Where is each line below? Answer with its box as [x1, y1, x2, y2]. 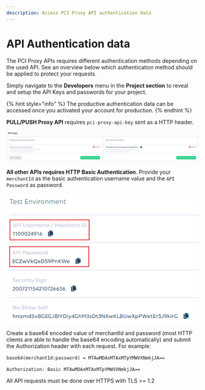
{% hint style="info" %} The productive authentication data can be [6, 100, 174, 107]
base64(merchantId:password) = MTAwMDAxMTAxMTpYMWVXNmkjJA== [6, 355, 165, 361]
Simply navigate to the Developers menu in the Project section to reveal [6, 82, 189, 89]
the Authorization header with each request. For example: [6, 342, 151, 350]
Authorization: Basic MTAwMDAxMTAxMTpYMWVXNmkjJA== [6, 366, 140, 372]
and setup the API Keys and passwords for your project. [6, 88, 147, 96]
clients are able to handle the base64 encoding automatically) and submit [6, 336, 191, 343]
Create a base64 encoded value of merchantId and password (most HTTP [6, 329, 193, 336]
